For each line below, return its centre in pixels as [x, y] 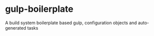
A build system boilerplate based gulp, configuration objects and [71, 23]
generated [16, 28]
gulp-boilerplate [39, 9]
